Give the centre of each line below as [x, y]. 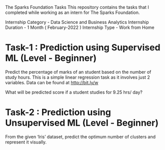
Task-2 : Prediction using [58, 112]
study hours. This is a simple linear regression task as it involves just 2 [77, 77]
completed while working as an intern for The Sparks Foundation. [72, 12]
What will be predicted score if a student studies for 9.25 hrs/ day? [74, 92]
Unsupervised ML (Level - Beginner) [82, 123]
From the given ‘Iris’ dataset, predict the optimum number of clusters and [80, 137]
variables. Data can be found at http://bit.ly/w [52, 82]
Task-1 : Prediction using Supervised [83, 48]
